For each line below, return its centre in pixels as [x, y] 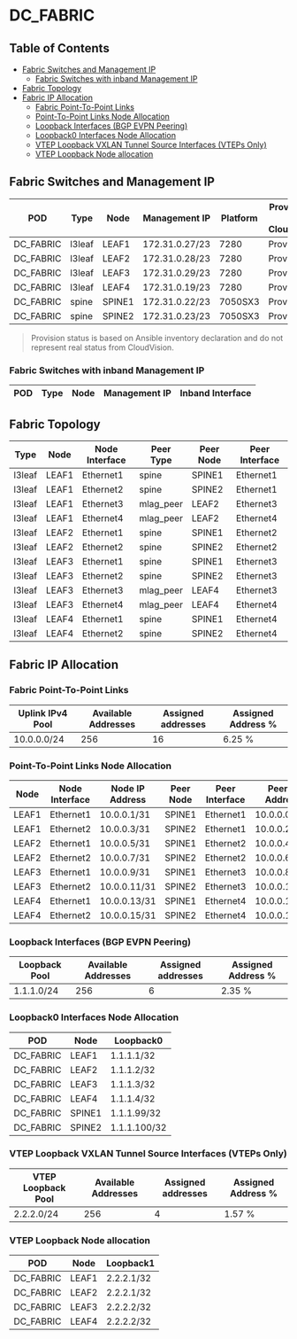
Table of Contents [60, 48]
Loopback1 [130, 1264]
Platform [239, 218]
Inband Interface [216, 393]
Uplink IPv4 [43, 712]
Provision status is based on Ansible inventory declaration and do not [157, 338]
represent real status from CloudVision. [102, 347]
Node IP [128, 788]
